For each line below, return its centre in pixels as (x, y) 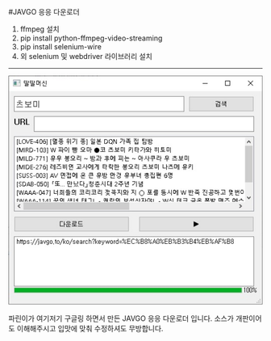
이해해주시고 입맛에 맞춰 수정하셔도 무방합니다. (90, 328)
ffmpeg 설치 (40, 29)
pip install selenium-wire (61, 46)
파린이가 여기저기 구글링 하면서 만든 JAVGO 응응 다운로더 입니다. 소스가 (121, 318)
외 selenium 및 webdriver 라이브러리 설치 (86, 56)
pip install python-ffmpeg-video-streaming (91, 38)
